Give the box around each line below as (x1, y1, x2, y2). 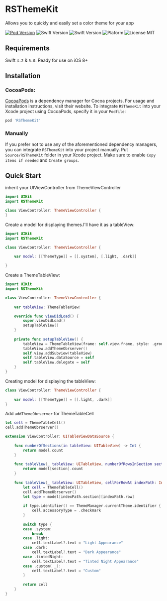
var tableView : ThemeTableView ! (14, 305, 81, 310)
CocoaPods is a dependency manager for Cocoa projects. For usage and (5, 98, 155, 104)
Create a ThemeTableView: (5, 272, 61, 278)
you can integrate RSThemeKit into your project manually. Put (5, 146, 128, 152)
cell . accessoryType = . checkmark (31, 508, 101, 513)
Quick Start (5, 172, 41, 180)
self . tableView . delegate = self (23, 360, 90, 365)
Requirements (5, 44, 50, 53)
